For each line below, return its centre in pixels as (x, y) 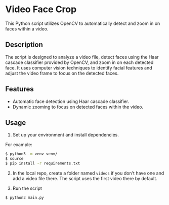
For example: (19, 145)
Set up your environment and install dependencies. (66, 135)
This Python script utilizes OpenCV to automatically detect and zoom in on (83, 23)
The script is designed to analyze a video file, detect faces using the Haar (82, 57)
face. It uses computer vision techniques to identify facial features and (79, 67)
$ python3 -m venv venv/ (31, 154)
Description (24, 45)
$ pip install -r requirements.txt (43, 163)
